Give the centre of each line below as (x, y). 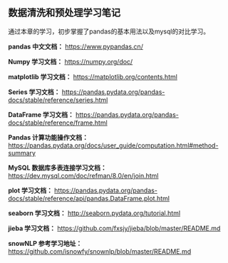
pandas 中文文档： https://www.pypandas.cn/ (76, 46)
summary (22, 153)
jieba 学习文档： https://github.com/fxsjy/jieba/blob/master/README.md (114, 228)
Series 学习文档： (34, 92)
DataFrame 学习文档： (41, 114)
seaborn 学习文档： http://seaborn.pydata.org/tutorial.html (94, 213)
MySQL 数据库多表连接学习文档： (57, 167)
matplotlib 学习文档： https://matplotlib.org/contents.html (93, 76)
